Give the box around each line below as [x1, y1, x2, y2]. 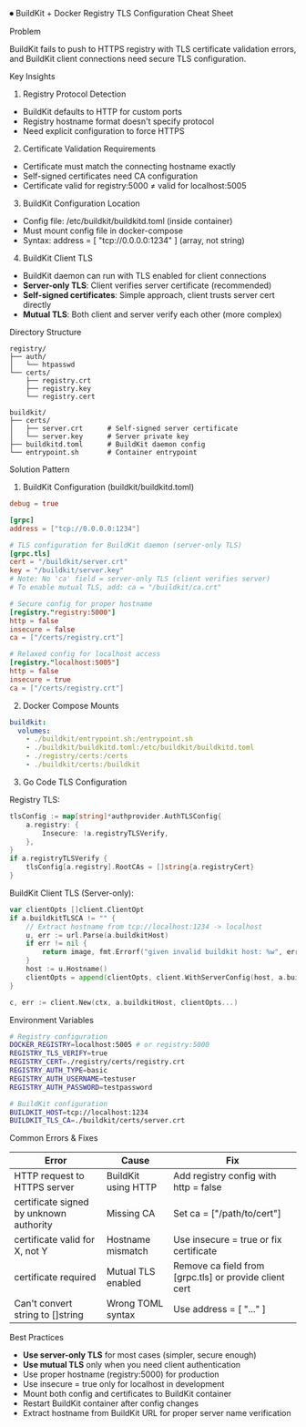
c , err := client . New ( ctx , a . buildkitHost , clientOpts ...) [9, 998, 239, 1007]
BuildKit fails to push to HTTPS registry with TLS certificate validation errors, [9, 44, 297, 54]
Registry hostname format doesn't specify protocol [22, 116, 215, 127]
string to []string [14, 1309, 84, 1321]
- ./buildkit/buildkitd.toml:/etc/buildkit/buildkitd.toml [25, 743, 255, 753]
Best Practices [9, 1332, 64, 1343]
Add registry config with [172, 1170, 277, 1183]
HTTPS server [14, 1181, 75, 1194]
